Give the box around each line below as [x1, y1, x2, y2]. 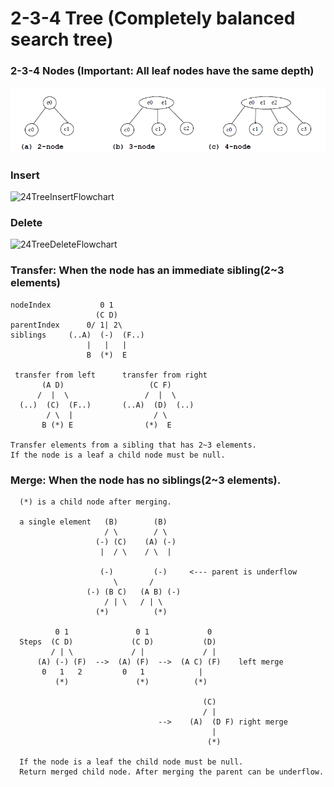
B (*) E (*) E [41, 420, 172, 430]
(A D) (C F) [41, 380, 172, 390]
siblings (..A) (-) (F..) [10, 330, 145, 340]
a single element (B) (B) [19, 517, 168, 527]
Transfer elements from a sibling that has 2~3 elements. [10, 440, 257, 450]
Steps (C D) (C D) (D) [19, 637, 217, 647]
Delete [10, 216, 43, 230]
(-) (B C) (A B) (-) [86, 587, 182, 597]
